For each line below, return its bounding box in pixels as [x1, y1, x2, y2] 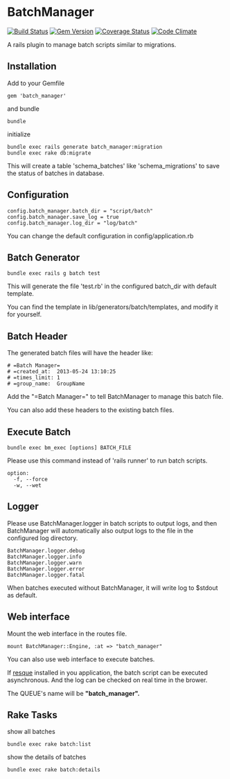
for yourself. [7, 310, 42, 319]
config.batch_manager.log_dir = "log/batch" [7, 220, 138, 226]
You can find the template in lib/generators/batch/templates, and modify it [7, 303, 218, 312]
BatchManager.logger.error [7, 565, 85, 572]
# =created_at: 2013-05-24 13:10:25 [7, 368, 116, 375]
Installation [7, 60, 57, 73]
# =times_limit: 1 [7, 375, 60, 382]
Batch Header [7, 330, 68, 342]
